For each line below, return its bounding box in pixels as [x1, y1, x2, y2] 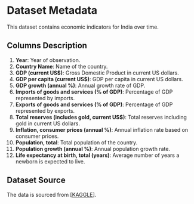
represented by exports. [15, 107, 75, 114]
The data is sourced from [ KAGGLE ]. [7, 191, 97, 198]
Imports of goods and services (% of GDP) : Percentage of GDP [15, 88, 173, 95]
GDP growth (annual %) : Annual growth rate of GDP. [15, 82, 146, 89]
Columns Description [7, 41, 87, 51]
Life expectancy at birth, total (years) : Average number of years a [15, 152, 180, 159]
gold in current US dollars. [15, 120, 80, 127]
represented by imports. [15, 94, 75, 101]
